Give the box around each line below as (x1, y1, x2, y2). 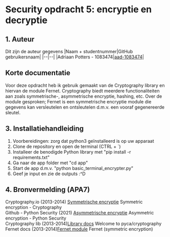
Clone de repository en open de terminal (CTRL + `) (12, 143, 121, 149)
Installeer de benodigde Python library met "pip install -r (12, 148, 131, 155)
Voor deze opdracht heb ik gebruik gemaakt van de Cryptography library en (5, 82, 165, 88)
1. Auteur (5, 35, 35, 44)
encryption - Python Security (5, 215, 66, 221)
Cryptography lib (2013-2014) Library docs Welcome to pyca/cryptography (5, 221, 162, 227)
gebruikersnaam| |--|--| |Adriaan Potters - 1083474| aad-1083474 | (5, 54, 144, 60)
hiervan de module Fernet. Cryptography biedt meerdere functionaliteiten (5, 88, 160, 94)
